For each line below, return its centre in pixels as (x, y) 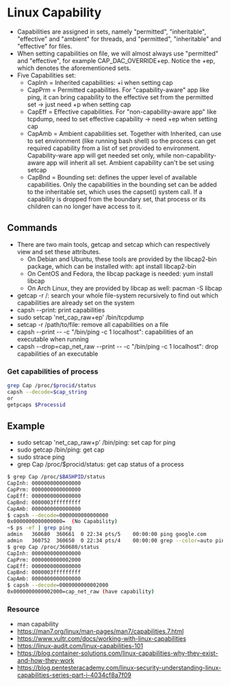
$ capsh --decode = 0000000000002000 (58, 585)
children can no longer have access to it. (85, 206)
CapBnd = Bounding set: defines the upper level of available (112, 177)
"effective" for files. (44, 46)
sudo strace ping (41, 457)
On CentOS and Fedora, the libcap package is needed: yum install (120, 273)
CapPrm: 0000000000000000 (44, 490)
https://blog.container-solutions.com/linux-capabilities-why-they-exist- (117, 653)
